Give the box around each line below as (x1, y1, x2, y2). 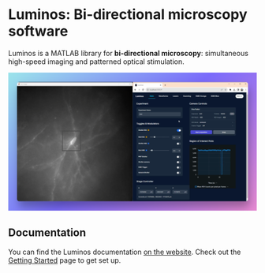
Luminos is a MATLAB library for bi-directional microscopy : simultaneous (8, 48, 248, 58)
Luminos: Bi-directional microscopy (8, 6, 248, 24)
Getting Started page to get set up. (8, 255, 121, 265)
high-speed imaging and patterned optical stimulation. (8, 57, 185, 66)
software (8, 22, 69, 40)
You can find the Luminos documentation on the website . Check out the (8, 247, 241, 256)
